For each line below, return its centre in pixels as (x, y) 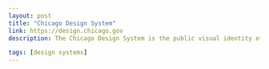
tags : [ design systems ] (48, 53)
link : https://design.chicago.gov (66, 30)
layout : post (30, 16)
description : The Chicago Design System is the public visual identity (130, 38)
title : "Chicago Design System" (62, 23)
